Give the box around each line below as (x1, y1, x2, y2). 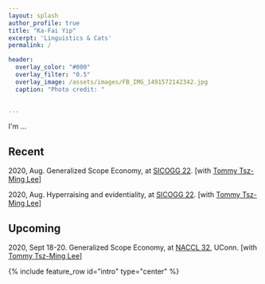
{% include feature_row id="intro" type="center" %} (8, 266, 180, 276)
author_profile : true (8, 19, 80, 27)
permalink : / (8, 41, 52, 49)
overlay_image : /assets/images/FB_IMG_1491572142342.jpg (15, 77, 208, 86)
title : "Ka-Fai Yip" (8, 26, 77, 34)
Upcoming (8, 221, 61, 235)
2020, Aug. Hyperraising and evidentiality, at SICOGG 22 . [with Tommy (8, 190, 241, 199)
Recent (8, 144, 45, 158)
